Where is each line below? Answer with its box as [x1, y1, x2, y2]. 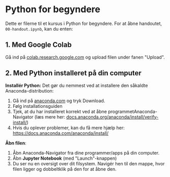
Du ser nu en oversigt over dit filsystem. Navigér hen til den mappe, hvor [12, 160, 165, 166]
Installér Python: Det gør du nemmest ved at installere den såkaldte [5, 82, 148, 88]
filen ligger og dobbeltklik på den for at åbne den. [12, 166, 117, 172]
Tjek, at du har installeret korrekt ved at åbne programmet [12, 108, 134, 114]
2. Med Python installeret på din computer [5, 69, 141, 77]
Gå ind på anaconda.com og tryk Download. [12, 98, 105, 104]
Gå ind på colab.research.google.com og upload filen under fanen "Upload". [5, 54, 165, 60]
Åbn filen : [5, 140, 26, 146]
